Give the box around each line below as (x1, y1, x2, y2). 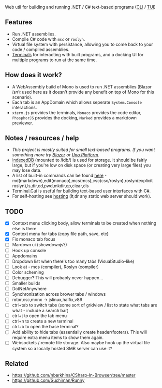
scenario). (12, 94, 32, 100)
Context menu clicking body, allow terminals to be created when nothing (12, 220, 157, 226)
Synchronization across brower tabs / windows (12, 291, 106, 297)
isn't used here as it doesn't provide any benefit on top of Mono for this (12, 89, 154, 95)
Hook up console (12, 247, 46, 253)
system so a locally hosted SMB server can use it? (12, 345, 113, 351)
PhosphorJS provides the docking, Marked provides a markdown (12, 115, 137, 120)
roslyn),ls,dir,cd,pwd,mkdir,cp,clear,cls (12, 183, 89, 189)
